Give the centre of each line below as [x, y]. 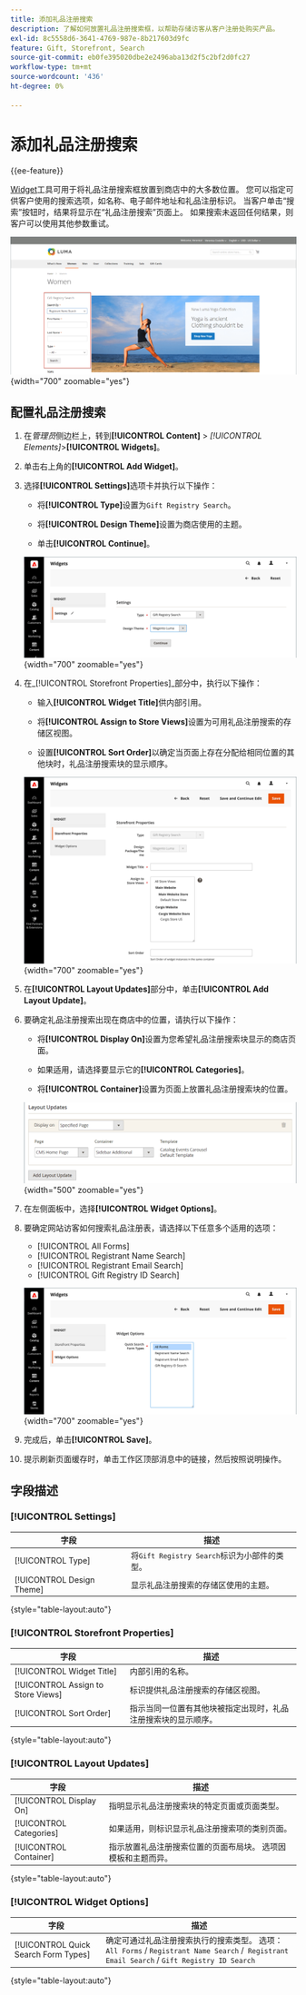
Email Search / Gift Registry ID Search [180, 1960]
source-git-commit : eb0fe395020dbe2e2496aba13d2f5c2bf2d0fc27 [130, 58]
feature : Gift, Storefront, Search [78, 48]
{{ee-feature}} [37, 170]
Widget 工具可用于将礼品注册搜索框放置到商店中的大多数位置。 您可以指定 [148, 189]
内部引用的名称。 [162, 1672]
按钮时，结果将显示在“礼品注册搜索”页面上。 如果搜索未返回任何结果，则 [158, 212]
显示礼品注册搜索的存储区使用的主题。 [203, 1585]
